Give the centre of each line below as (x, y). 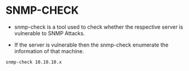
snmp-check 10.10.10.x (34, 62)
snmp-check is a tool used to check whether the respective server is (98, 27)
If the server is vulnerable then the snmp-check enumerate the (91, 45)
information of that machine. (49, 51)
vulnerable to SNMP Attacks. (49, 33)
